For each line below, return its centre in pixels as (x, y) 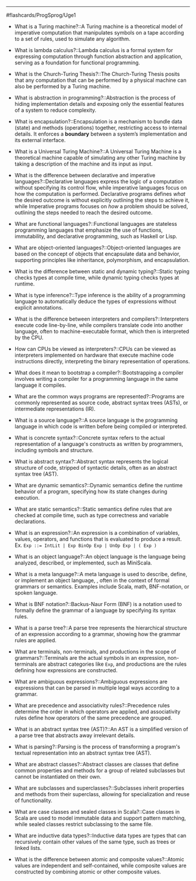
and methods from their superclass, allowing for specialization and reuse (102, 794)
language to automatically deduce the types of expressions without (95, 301)
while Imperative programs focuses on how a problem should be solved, (101, 206)
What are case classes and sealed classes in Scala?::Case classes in (97, 812)
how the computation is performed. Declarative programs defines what (100, 194)
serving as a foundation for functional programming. (77, 63)
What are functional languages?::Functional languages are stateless (96, 224)
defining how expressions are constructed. (66, 670)
